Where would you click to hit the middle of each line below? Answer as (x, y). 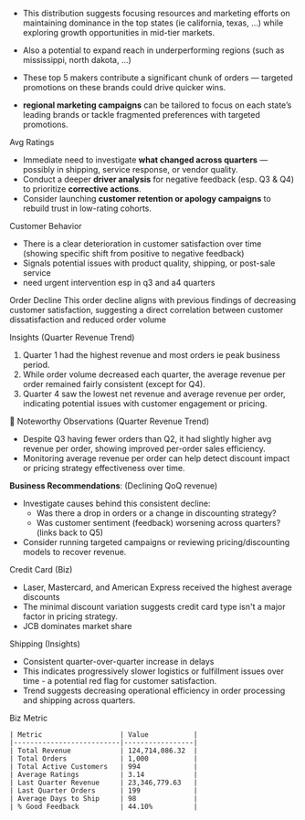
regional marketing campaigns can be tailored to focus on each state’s (157, 105)
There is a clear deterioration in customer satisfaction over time (142, 244)
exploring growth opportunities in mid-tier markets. (119, 32)
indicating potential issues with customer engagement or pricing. (145, 404)
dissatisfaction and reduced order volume (88, 320)
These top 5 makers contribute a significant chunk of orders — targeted (158, 78)
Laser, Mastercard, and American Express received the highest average (157, 587)
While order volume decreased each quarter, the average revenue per (154, 374)
